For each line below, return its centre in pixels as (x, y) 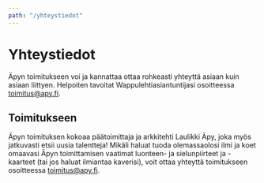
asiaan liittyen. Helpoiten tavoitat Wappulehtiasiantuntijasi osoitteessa (121, 84)
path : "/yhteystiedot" (45, 15)
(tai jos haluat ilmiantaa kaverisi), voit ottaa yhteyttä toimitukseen (142, 162)
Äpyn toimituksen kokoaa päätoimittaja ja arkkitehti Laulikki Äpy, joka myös (130, 137)
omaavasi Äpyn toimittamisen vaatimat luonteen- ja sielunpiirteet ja (117, 154)
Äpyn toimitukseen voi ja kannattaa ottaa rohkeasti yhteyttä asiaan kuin (124, 77)
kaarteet (22, 162)
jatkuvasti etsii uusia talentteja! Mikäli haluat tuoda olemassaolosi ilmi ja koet (132, 145)
